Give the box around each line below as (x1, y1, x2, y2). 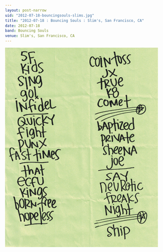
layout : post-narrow (5, 8, 47, 13)
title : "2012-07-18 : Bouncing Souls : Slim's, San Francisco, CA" (5, 18, 145, 23)
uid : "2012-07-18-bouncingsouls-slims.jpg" (5, 13, 95, 18)
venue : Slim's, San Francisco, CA (5, 34, 75, 38)
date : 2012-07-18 (5, 23, 40, 28)
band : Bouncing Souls (5, 28, 49, 34)
